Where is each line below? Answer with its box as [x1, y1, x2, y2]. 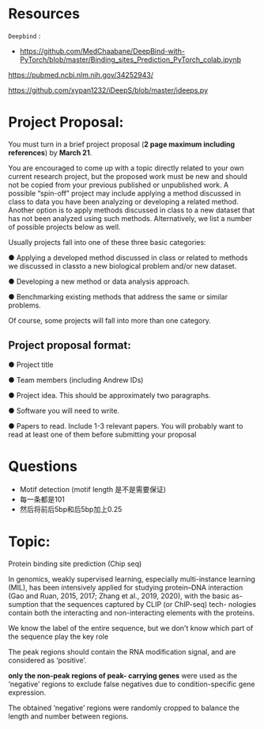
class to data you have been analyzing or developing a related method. [8, 197, 239, 206]
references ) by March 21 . [8, 147, 92, 157]
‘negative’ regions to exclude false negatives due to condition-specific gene [8, 679, 255, 689]
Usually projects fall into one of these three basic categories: [8, 237, 207, 246]
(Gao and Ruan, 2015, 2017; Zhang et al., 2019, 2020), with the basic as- [8, 591, 243, 601]
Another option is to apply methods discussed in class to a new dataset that [8, 205, 255, 215]
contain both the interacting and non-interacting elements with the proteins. [8, 608, 255, 617]
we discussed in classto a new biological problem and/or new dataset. [8, 261, 237, 270]
